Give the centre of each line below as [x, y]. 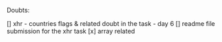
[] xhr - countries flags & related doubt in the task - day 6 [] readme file [111, 23]
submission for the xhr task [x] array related [71, 31]
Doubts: [18, 10]
